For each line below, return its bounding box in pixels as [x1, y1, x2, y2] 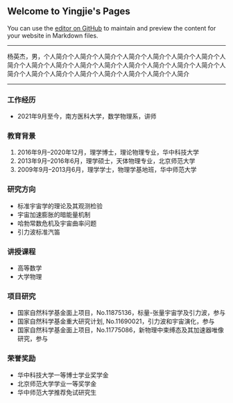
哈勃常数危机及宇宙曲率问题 [17, 218, 97, 228]
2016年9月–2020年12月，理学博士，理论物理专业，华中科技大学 [17, 148, 200, 157]
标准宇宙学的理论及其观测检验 [17, 201, 103, 210]
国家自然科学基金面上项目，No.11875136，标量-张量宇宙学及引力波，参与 [17, 309, 226, 317]
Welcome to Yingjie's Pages [7, 6, 130, 17]
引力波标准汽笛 [17, 228, 60, 236]
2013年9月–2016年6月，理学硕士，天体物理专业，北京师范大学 [17, 157, 196, 165]
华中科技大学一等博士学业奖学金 [17, 370, 109, 379]
